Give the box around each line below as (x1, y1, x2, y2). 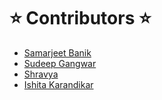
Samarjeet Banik (23, 46, 92, 59)
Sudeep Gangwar (23, 57, 97, 69)
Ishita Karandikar (23, 78, 94, 90)
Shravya (23, 68, 59, 80)
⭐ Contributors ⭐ (9, 7, 152, 30)
